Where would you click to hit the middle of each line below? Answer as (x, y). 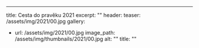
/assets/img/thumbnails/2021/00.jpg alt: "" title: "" (76, 39)
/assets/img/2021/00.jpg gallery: (46, 21)
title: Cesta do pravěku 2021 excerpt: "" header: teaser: (73, 15)
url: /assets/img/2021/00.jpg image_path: (65, 32)
